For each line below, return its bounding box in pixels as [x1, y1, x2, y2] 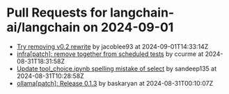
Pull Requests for [6, 5, 108, 21]
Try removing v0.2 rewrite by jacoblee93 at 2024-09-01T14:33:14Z [16, 42, 209, 50]
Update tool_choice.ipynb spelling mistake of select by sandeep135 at [16, 64, 217, 73]
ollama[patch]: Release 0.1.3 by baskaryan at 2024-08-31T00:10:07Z [16, 79, 214, 87]
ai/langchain [6, 19, 81, 35]
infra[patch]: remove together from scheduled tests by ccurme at [16, 50, 204, 58]
